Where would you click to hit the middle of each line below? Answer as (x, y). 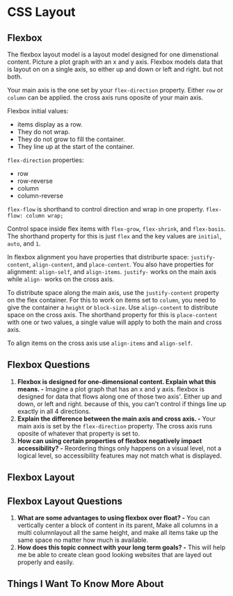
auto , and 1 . (24, 243)
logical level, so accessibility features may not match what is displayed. (119, 456)
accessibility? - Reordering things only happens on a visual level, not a (119, 448)
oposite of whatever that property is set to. (79, 433)
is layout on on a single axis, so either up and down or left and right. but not (115, 69)
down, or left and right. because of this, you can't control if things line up (122, 403)
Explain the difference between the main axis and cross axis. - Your (116, 419)
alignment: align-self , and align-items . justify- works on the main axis (112, 272)
